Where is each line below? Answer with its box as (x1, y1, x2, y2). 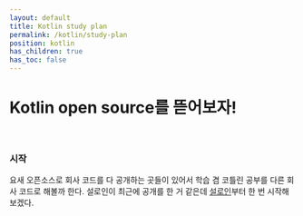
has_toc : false (9, 55, 67, 64)
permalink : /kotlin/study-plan (9, 30, 128, 39)
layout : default (9, 13, 71, 23)
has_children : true (9, 47, 83, 56)
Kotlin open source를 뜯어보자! (9, 97, 238, 118)
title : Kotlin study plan (9, 22, 107, 31)
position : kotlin (9, 38, 75, 48)
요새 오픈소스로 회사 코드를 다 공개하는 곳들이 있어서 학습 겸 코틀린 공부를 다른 (9, 174, 286, 186)
